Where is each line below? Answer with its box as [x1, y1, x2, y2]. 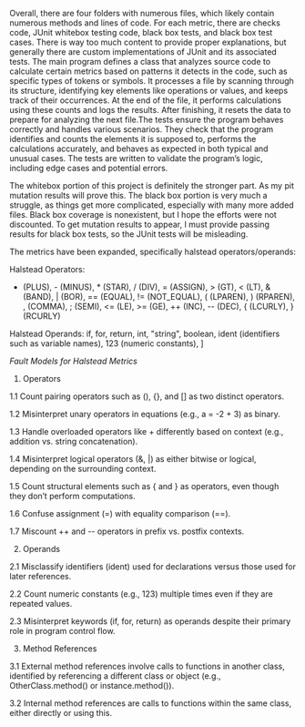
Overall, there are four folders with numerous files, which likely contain [9, 8, 275, 18]
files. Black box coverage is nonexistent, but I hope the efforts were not [9, 210, 278, 220]
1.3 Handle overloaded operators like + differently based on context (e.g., [9, 426, 284, 436]
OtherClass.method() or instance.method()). [9, 681, 175, 691]
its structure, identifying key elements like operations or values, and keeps [9, 86, 289, 96]
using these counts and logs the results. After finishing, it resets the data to [9, 105, 291, 115]
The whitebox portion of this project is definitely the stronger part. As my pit [9, 180, 294, 190]
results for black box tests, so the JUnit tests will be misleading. [9, 229, 249, 240]
